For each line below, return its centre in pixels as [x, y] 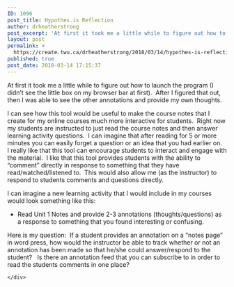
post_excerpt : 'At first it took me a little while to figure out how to [117, 33]
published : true [31, 59]
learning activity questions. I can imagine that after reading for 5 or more [112, 136]
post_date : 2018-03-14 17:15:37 [54, 65]
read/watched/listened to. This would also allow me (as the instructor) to [112, 172]
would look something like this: [52, 200]
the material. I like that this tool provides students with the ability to [104, 158]
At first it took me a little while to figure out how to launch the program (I [110, 85]
